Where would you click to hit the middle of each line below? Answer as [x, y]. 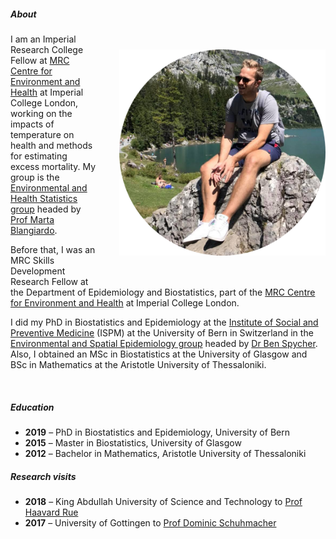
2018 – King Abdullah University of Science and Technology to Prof [163, 501]
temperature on [42, 134]
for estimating [39, 156]
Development [38, 271]
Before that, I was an [53, 249]
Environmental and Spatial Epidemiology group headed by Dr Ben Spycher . [164, 343]
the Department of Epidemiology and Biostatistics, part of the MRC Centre [163, 292]
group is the [35, 177]
